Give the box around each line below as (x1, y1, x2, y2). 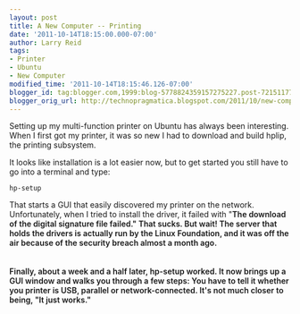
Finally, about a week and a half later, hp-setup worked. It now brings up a (9, 266, 287, 277)
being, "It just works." (9, 294, 91, 305)
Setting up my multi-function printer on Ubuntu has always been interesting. (9, 121, 289, 132)
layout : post (9, 13, 58, 22)
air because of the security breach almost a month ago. (9, 238, 217, 249)
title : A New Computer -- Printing (9, 21, 142, 30)
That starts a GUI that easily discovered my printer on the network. (9, 199, 254, 210)
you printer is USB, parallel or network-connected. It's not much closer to (9, 285, 284, 296)
